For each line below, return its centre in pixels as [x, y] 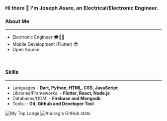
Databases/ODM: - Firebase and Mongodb [56, 98]
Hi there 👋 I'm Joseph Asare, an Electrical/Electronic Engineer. [82, 8]
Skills [12, 72]
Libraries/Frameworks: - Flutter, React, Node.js [61, 93]
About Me [17, 21]
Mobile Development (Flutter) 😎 [45, 44]
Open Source [26, 50]
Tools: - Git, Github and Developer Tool [53, 104]
